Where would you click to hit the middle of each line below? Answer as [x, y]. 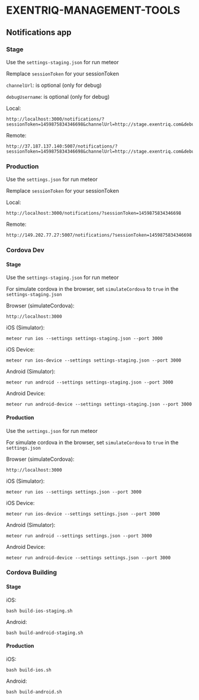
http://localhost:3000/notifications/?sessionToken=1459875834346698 [94, 214]
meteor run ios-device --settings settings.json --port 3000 [83, 514]
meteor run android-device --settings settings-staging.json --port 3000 [99, 404]
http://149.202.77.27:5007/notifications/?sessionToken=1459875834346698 [99, 236]
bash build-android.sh [34, 692]
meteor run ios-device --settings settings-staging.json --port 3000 [94, 360]
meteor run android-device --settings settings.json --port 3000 [88, 558]
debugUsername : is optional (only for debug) [58, 96]
